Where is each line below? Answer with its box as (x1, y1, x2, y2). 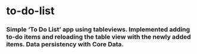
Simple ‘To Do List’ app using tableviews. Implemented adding (6, 26, 190, 34)
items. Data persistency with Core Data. (6, 40, 124, 49)
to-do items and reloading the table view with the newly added (6, 33, 191, 41)
